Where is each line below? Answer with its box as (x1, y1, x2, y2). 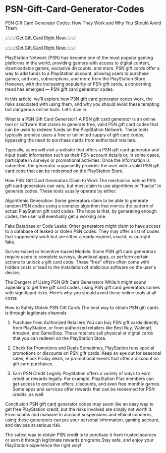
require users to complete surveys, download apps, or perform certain (5, 254, 149, 259)
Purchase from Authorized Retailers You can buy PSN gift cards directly (12, 319, 159, 325)
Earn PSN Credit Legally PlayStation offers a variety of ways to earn (12, 370, 151, 376)
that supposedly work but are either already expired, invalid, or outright (5, 233, 151, 239)
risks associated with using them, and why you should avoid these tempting (5, 101, 160, 107)
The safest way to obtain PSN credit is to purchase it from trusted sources (5, 432, 157, 438)
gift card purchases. (12, 361, 54, 367)
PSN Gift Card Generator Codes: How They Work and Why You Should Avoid (5, 20, 162, 26)
